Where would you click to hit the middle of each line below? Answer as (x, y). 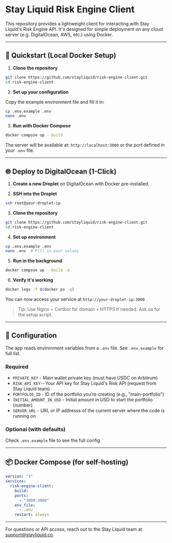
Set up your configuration (41, 92)
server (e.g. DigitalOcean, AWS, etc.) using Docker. (59, 34)
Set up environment (34, 237)
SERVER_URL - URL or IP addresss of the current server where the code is (89, 411)
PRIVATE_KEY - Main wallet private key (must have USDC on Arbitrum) (85, 378)
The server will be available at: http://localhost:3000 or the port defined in (85, 145)
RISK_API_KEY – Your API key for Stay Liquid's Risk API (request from (84, 383)
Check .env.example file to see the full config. (53, 440)
